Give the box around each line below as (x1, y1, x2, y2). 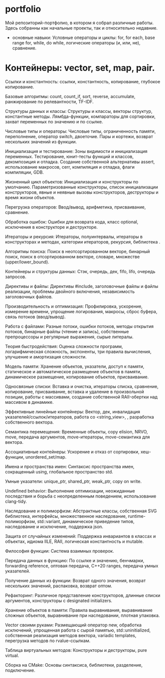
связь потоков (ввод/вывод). (5, 314, 66, 320)
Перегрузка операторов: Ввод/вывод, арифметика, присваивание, (5, 204, 146, 210)
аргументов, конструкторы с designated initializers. (5, 598, 112, 604)
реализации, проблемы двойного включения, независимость (5, 288, 135, 294)
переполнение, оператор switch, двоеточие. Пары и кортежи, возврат (5, 133, 153, 139)
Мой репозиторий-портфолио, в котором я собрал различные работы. (5, 20, 154, 26)
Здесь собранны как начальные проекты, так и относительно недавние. (5, 25, 158, 31)
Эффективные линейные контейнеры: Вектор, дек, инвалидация (5, 408, 140, 415)
